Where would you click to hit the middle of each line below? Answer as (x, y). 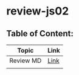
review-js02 (38, 11)
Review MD (26, 60)
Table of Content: (40, 34)
